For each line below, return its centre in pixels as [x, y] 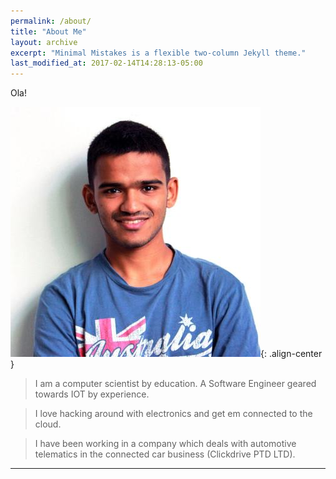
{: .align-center [291, 354]
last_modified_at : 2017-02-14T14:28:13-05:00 [106, 63]
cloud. [48, 424]
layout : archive [44, 42]
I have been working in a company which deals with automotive [165, 444]
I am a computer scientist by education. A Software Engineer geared [175, 384]
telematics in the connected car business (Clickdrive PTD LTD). [165, 454]
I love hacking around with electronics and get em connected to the [173, 414]
